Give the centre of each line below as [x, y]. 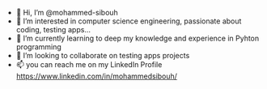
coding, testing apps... [53, 30]
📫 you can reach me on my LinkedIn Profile [89, 64]
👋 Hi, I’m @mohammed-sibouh [67, 13]
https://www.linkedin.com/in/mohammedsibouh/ [97, 76]
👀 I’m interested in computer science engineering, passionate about [129, 21]
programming [39, 47]
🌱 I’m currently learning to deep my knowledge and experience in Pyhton [138, 38]
